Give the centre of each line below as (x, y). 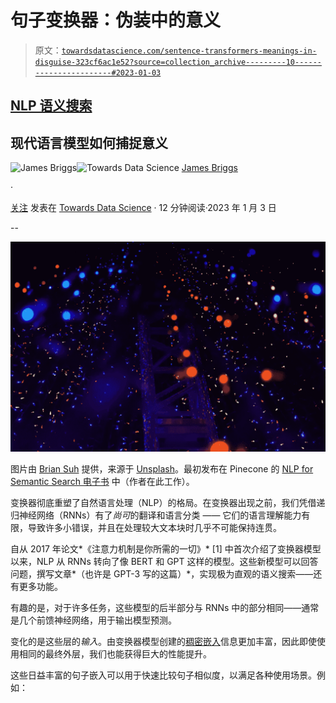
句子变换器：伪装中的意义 (116, 20)
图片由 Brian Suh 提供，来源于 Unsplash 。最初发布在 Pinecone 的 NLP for (162, 468)
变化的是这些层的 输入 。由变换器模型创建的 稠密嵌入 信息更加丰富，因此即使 (163, 641)
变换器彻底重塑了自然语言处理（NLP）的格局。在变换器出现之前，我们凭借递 (168, 502)
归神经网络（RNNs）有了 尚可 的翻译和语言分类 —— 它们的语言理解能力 (156, 515)
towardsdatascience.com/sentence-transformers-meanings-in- (189, 51)
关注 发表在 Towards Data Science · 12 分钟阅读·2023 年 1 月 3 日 (143, 208)
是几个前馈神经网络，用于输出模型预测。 (93, 620)
